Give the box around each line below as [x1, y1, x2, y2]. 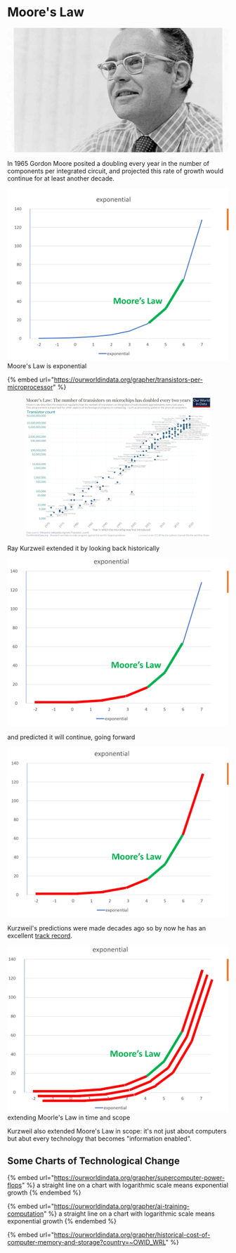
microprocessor [7, 383, 53, 391]
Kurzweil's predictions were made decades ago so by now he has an [7, 923, 206, 932]
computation [7, 1209, 44, 1218]
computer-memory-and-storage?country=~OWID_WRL [7, 1238, 166, 1247]
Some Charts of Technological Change [7, 1155, 181, 1167]
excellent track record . [7, 931, 72, 940]
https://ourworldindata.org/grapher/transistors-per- [53, 375, 204, 384]
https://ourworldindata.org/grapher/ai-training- [53, 1202, 190, 1211]
